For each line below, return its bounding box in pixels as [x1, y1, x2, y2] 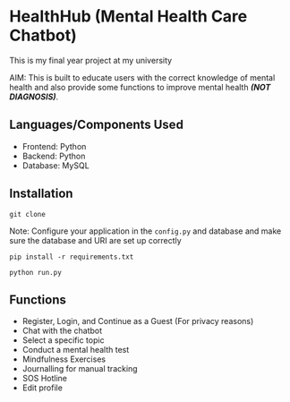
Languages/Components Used [9, 117, 183, 133]
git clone [9, 210, 47, 218]
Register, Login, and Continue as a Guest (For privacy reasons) [21, 316, 254, 327]
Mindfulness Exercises [21, 354, 106, 364]
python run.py [9, 268, 63, 277]
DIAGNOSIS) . [9, 91, 59, 102]
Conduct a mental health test [21, 345, 130, 355]
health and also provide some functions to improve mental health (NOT [9, 81, 271, 92]
